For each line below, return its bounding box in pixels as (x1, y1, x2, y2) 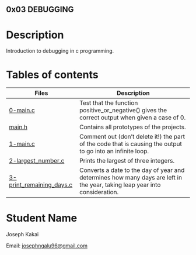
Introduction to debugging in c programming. (6, 47, 114, 54)
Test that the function (79, 99, 138, 107)
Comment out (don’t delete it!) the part (79, 133, 185, 141)
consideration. (79, 188, 119, 197)
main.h (9, 123, 28, 131)
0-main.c (9, 106, 35, 115)
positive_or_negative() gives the (79, 106, 167, 115)
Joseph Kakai (6, 231, 39, 238)
